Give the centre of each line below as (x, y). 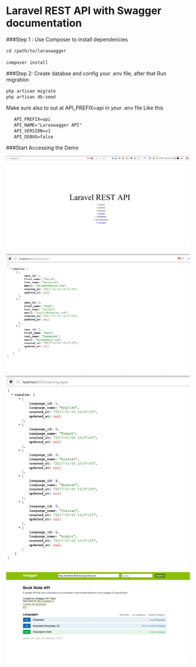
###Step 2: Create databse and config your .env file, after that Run (86, 73)
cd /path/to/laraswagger (36, 51)
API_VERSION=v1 (32, 131)
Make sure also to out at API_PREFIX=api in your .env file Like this (85, 108)
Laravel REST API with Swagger (84, 11)
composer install (27, 63)
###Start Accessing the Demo (42, 147)
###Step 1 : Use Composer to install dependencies (67, 39)
